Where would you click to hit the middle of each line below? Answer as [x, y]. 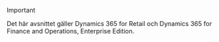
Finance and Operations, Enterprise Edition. [71, 31]
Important [21, 10]
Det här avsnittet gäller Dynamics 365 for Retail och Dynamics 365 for [109, 23]
